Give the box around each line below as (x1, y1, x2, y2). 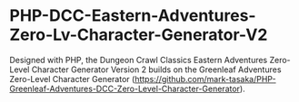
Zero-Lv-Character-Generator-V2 (9, 24, 268, 45)
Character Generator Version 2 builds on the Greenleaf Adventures (31, 64, 282, 75)
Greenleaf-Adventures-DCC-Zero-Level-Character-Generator (9, 83, 241, 94)
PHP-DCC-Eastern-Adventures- (9, 5, 256, 26)
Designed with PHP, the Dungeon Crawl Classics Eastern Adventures (9, 54, 268, 65)
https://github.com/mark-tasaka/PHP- (135, 73, 276, 84)
